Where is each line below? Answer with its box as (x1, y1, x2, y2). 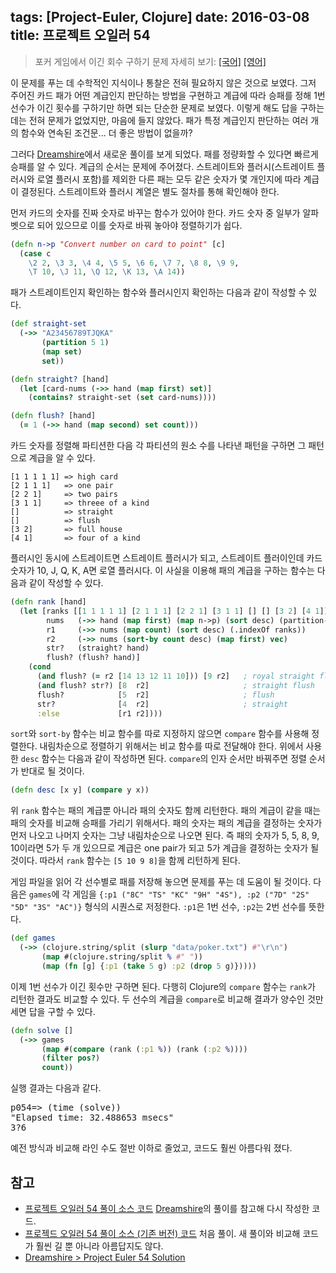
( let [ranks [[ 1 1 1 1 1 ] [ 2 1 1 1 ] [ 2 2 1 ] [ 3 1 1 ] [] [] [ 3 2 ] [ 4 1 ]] (19, 606, 329, 616)
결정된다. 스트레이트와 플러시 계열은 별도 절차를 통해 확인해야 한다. (20, 185, 280, 197)
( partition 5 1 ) (41, 338, 110, 348)
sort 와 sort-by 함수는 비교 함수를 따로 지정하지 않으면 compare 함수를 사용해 (10, 728, 310, 740)
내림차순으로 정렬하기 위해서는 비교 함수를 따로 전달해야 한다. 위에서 (39, 740, 304, 752)
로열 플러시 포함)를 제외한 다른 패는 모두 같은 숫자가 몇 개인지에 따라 (36, 173, 302, 185)
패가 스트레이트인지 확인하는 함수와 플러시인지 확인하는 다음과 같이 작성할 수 (10, 286, 307, 299)
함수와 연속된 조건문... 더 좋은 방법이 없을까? (20, 126, 193, 139)
